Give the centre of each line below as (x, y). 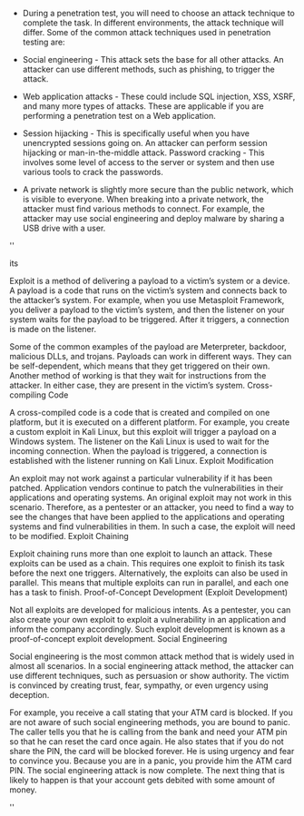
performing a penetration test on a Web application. (119, 116)
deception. (29, 695)
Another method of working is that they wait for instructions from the (138, 375)
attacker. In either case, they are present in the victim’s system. (127, 385)
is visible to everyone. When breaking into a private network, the (143, 199)
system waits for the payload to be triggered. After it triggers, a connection (149, 320)
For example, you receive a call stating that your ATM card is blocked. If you (151, 713)
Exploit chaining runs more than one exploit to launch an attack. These (141, 554)
